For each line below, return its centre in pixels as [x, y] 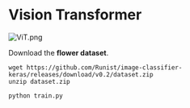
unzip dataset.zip [39, 81]
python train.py [36, 96]
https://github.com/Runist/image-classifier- [104, 67]
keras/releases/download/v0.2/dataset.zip [81, 74]
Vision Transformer [75, 15]
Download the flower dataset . [59, 52]
